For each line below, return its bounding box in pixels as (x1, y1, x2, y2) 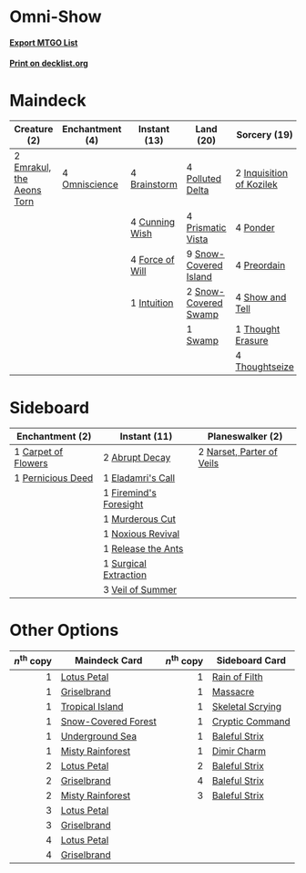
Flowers (14, 457, 48, 470)
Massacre (212, 685, 255, 698)
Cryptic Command (212, 714, 291, 727)
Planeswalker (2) (207, 431, 283, 443)
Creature (14, 123, 54, 136)
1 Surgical (103, 557, 148, 570)
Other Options (9, 620, 119, 640)
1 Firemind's (103, 486, 157, 499)
